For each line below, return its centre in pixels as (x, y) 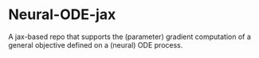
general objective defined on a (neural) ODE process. (96, 44)
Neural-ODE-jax (62, 15)
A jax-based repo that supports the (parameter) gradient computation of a (129, 37)
